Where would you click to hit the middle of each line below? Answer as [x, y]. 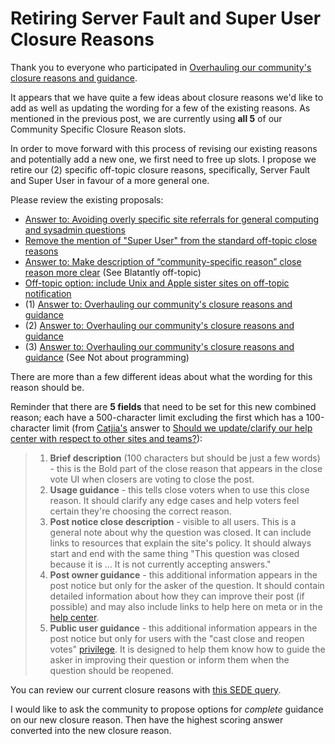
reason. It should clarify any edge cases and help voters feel [174, 500]
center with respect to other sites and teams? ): [106, 438]
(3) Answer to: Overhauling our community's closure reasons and [159, 346]
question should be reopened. [111, 670]
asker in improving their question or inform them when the [169, 659]
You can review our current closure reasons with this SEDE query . [146, 689]
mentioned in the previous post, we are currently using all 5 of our [146, 118]
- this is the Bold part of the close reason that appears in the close [186, 468]
